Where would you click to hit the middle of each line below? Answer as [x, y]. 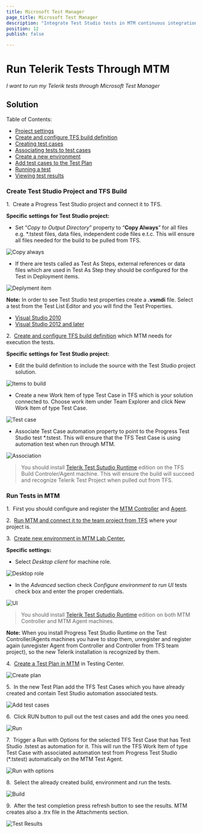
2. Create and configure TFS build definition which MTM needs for [89, 336]
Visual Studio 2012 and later [50, 324]
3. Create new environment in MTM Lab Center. [66, 538]
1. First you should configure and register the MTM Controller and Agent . [97, 509]
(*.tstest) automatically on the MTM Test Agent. [65, 759]
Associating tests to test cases [53, 150]
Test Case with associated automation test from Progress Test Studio [92, 753]
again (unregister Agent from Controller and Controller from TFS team [93, 646]
